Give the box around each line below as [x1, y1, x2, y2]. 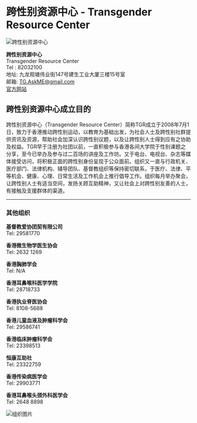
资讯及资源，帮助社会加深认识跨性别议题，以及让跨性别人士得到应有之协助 [11, 136, 191, 143]
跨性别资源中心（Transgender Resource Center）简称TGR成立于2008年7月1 [6, 121, 189, 128]
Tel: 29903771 [6, 380, 40, 387]
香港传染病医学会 [6, 373, 47, 380]
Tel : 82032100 [6, 63, 42, 70]
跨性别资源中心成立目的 [6, 104, 91, 115]
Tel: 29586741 [6, 324, 40, 331]
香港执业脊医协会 [6, 298, 47, 305]
